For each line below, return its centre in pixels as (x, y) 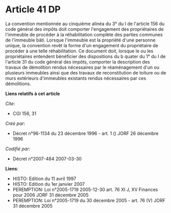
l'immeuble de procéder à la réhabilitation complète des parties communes (84, 34)
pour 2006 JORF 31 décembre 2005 (51, 195)
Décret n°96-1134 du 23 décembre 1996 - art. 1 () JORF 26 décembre (86, 133)
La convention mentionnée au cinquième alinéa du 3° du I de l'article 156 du (85, 24)
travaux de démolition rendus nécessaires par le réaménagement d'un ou (82, 67)
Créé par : (15, 123)
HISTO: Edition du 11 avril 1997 (44, 179)
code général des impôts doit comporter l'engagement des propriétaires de (84, 29)
